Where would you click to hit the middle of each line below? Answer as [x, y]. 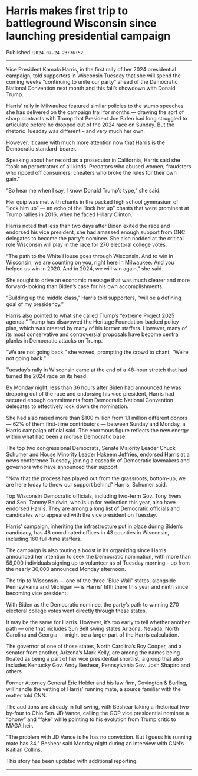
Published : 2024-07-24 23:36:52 [45, 52]
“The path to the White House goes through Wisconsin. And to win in [90, 256]
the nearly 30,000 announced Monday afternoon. [66, 569]
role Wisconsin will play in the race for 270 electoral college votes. [87, 244]
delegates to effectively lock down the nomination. [67, 406]
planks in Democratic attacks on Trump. [55, 340]
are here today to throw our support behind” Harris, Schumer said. [87, 484]
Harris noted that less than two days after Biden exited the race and [88, 226]
